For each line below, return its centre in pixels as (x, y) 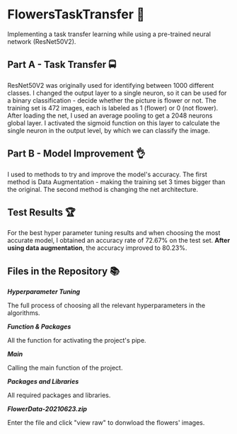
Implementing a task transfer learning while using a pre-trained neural (109, 34)
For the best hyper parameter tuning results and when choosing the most (114, 233)
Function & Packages (39, 327)
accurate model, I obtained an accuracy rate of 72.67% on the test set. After (119, 241)
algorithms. (24, 313)
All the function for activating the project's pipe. (77, 341)
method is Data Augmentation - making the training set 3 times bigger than (116, 182)
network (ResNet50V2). (42, 41)
